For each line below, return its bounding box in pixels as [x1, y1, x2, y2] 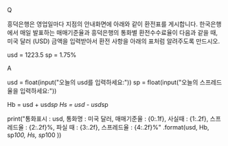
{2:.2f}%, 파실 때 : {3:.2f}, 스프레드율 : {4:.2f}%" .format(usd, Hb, [28, 123, 209, 131]
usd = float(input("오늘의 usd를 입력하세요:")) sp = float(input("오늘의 [7, 78, 198, 86]
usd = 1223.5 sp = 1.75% [7, 51, 77, 59]
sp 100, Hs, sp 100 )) [7, 131, 62, 139]
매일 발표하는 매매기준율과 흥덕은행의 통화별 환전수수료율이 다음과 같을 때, [19, 29, 218, 36]
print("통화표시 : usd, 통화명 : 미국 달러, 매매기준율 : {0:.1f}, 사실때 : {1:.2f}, [7, 114, 209, 123]
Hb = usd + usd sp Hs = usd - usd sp [7, 101, 109, 108]
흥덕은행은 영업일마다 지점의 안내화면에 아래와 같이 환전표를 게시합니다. [7, 20, 198, 28]
